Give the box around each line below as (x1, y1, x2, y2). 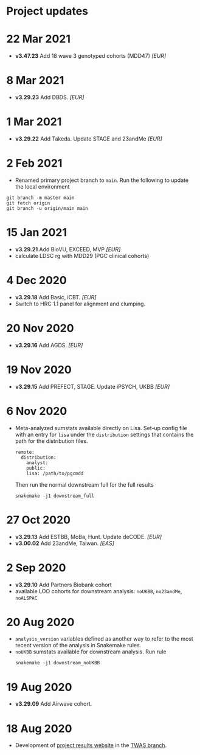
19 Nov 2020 (6, 363, 72, 377)
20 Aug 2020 (6, 615, 75, 629)
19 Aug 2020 (6, 680, 72, 694)
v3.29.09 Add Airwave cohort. (15, 700, 92, 708)
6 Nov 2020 (6, 404, 67, 418)
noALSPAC (15, 595, 38, 601)
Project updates (6, 4, 88, 18)
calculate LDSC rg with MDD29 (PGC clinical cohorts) (15, 252, 150, 259)
